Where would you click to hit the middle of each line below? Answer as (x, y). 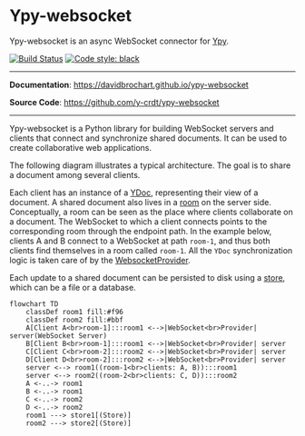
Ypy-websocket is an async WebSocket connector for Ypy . (119, 41)
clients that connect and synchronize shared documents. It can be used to (148, 138)
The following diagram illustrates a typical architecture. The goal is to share (150, 165)
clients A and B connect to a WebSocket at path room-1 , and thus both (140, 241)
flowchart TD (34, 304)
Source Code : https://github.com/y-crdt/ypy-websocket (114, 102)
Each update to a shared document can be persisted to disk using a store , (148, 277)
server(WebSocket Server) (58, 336)
